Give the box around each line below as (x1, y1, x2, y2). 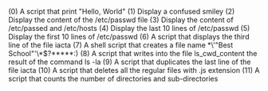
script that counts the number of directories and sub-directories (8, 74, 219, 83)
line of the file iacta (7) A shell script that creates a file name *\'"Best (8, 40, 234, 50)
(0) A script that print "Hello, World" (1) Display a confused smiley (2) (8, 7, 235, 16)
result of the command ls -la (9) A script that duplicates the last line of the (8, 57, 251, 66)
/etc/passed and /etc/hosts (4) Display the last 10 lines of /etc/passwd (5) (8, 24, 250, 32)
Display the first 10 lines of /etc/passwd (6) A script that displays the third (8, 32, 250, 41)
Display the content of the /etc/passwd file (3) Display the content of (8, 15, 234, 25)
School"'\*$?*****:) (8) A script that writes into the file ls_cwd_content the (8, 49, 258, 58)
